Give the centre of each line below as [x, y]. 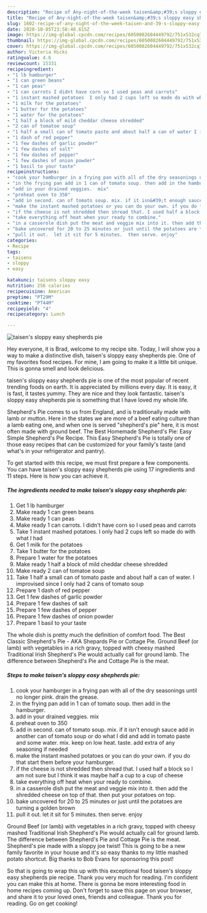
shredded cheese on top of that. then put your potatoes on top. [96, 795]
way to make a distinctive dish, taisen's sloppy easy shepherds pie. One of [101, 355]
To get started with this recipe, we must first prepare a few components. [98, 463]
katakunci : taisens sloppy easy [48, 280]
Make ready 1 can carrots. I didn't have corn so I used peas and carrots [106, 525]
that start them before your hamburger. [65, 763]
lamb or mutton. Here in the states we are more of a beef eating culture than [103, 419]
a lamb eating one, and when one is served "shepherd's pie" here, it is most [103, 425]
